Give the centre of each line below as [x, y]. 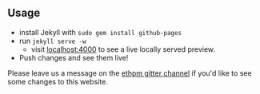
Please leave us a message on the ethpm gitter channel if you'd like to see [130, 73]
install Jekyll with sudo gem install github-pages [100, 32]
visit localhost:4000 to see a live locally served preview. [123, 49]
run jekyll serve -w [52, 41]
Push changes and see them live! [74, 57]
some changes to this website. [58, 81]
